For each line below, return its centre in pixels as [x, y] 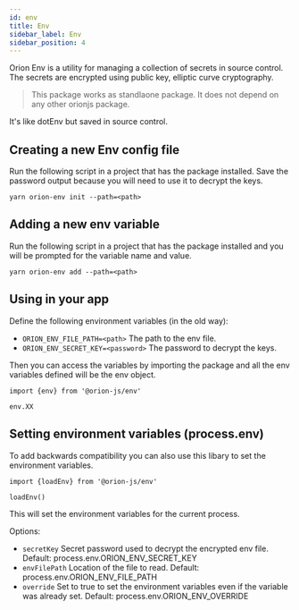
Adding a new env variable [85, 225]
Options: [25, 531]
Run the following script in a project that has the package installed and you [146, 246]
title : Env [29, 26]
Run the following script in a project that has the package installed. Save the [149, 172]
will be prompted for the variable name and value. [100, 255]
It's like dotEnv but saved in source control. [88, 122]
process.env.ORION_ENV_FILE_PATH [90, 577]
